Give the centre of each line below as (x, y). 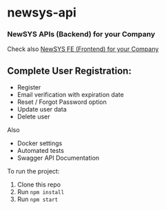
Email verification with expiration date (70, 95)
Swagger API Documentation (58, 158)
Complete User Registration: (70, 71)
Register (29, 87)
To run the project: (33, 171)
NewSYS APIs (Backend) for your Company (81, 34)
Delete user (33, 117)
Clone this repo (39, 185)
